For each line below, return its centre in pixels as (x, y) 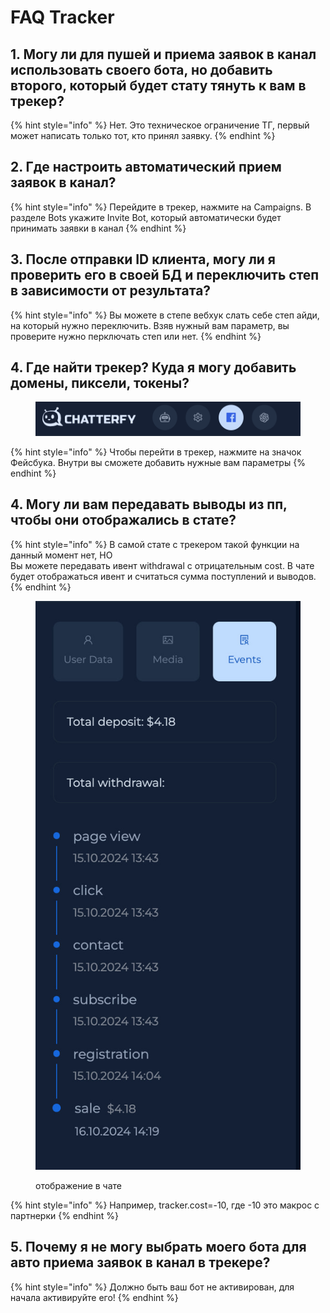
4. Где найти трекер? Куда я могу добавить (153, 367)
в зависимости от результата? (111, 291)
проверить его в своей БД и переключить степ (165, 275)
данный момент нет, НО (61, 555)
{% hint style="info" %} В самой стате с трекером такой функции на (155, 544)
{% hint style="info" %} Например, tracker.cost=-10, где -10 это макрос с (165, 1205)
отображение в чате (79, 1185)
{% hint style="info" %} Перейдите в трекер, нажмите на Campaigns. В (161, 207)
